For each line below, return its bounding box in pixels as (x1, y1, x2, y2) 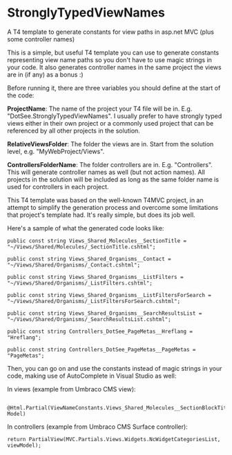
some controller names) (7, 35, 75, 43)
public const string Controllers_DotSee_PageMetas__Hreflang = (7, 328, 193, 335)
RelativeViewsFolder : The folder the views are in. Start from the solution (7, 139, 214, 148)
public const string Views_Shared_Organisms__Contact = (7, 255, 171, 262)
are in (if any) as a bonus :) (7, 70, 84, 79)
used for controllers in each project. (7, 182, 109, 191)
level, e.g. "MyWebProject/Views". (7, 147, 105, 155)
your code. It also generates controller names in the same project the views (7, 63, 222, 71)
